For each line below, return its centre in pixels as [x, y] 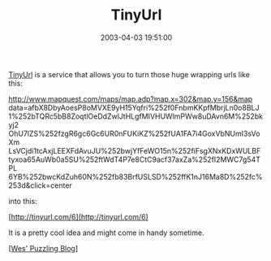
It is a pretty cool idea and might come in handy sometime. [106, 233]
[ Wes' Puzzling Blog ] [43, 248]
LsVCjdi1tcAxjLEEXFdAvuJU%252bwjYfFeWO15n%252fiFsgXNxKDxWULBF [135, 150]
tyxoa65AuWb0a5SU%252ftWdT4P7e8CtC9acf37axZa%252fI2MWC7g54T [135, 159]
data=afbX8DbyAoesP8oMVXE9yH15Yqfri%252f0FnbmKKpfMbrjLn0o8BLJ [134, 107]
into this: [23, 201]
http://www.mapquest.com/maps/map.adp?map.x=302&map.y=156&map [131, 98]
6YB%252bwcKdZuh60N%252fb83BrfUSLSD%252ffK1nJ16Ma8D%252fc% [135, 176]
